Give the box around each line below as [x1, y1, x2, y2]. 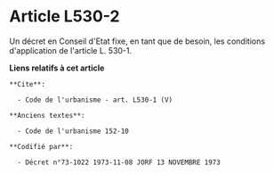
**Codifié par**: [9, 142, 74, 151]
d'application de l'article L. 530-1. [9, 45, 133, 55]
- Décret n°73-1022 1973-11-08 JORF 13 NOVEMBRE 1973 [17, 158, 221, 167]
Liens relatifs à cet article [9, 62, 105, 73]
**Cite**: [9, 79, 46, 88]
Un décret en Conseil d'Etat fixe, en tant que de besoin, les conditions [9, 36, 265, 46]
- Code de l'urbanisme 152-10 [17, 127, 129, 136]
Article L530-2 [9, 6, 120, 27]
